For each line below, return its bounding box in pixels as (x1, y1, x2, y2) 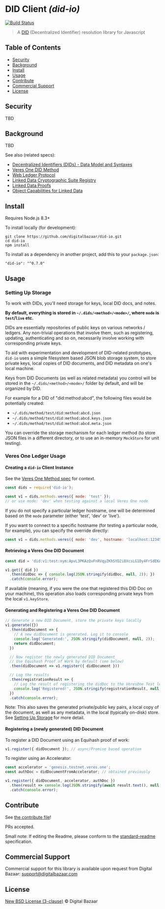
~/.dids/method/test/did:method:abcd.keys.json (12, 416, 111, 421)
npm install (5, 243, 29, 248)
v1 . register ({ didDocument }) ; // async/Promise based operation (5, 747, 141, 752)
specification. (5, 838, 33, 845)
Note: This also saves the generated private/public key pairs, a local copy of (5, 704, 159, 710)
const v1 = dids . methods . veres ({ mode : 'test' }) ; (5, 494, 111, 499)
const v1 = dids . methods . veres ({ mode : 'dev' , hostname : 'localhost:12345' (5, 537, 164, 542)
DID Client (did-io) (5, 3, 80, 15)
